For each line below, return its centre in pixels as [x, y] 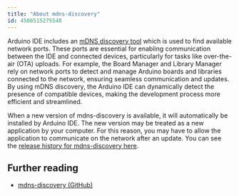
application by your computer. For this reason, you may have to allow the [114, 130]
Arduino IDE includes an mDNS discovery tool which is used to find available [119, 41]
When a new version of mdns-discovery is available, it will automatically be [118, 115]
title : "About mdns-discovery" [54, 14]
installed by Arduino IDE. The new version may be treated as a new [106, 123]
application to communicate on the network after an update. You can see [115, 138]
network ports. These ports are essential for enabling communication [109, 48]
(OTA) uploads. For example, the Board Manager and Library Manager [119, 63]
